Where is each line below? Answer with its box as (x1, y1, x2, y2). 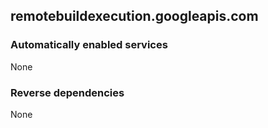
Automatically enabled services (10, 38, 168, 52)
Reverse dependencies (10, 85, 125, 99)
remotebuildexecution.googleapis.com (10, 8, 259, 25)
